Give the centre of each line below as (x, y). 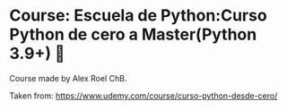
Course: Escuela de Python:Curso (138, 16)
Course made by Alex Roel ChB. (68, 78)
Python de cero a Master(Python (133, 34)
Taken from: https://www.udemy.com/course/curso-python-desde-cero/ (143, 96)
